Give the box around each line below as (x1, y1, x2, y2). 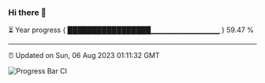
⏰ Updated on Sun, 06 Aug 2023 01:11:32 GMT (8, 51, 160, 60)
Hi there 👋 (8, 7, 47, 18)
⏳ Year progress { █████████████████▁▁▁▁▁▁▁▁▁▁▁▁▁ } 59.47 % (8, 25, 255, 34)
